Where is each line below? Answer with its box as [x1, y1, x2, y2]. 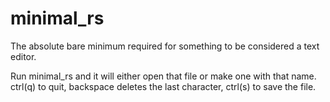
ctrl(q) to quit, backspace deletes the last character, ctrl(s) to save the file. [10, 80, 317, 92]
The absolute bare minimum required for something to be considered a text [10, 40, 320, 52]
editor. [10, 50, 37, 62]
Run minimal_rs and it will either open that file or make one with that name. [10, 70, 317, 82]
